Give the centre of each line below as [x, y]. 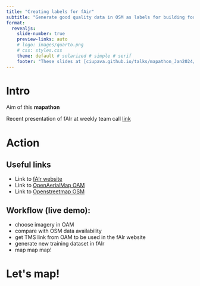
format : [16, 23]
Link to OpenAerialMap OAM [50, 186]
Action [23, 143]
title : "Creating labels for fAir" [50, 12]
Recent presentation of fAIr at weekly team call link [68, 119]
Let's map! [33, 274]
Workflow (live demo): [48, 210]
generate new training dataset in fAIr [60, 244]
